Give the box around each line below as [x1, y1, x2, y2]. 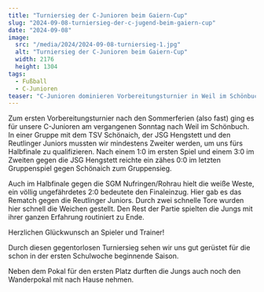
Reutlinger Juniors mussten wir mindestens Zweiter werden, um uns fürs [8, 139, 244, 148]
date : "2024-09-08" [8, 26, 72, 34]
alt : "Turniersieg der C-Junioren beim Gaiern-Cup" [15, 48, 189, 56]
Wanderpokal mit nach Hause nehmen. [8, 275, 134, 284]
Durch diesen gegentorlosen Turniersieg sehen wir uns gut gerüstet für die [8, 243, 251, 253]
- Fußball [15, 77, 47, 85]
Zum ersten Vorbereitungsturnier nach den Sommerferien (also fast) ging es [8, 113, 255, 123]
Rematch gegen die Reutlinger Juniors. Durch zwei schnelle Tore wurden [8, 196, 244, 205]
